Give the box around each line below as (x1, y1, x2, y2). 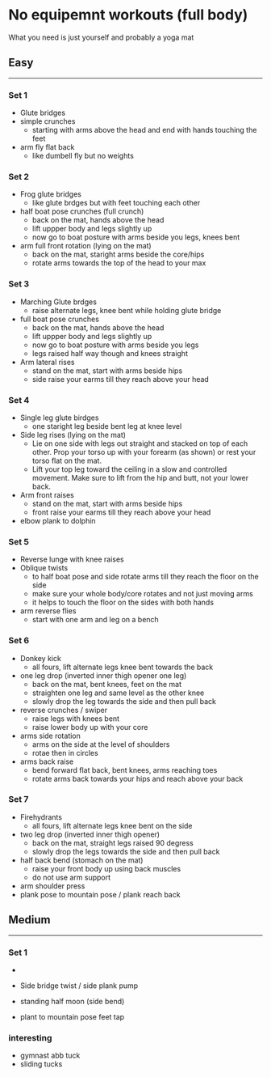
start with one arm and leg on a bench (31, 615, 159, 625)
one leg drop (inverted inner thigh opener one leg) (19, 670, 187, 681)
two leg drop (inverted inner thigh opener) (19, 829, 160, 839)
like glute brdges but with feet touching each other (31, 198, 201, 208)
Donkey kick (19, 653, 62, 663)
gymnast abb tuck (19, 1050, 81, 1061)
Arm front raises (19, 490, 75, 499)
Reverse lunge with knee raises (19, 554, 124, 564)
